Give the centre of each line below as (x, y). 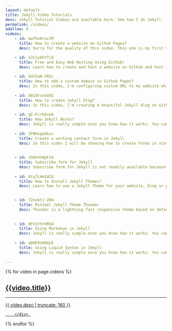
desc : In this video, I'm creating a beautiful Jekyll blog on (88, 105)
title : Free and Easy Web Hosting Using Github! (72, 62)
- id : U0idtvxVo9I (34, 95)
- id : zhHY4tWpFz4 (34, 158)
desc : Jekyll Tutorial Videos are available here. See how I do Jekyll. (84, 19)
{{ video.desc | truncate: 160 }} (38, 305)
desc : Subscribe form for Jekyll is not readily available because (92, 167)
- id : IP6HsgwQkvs (34, 134)
